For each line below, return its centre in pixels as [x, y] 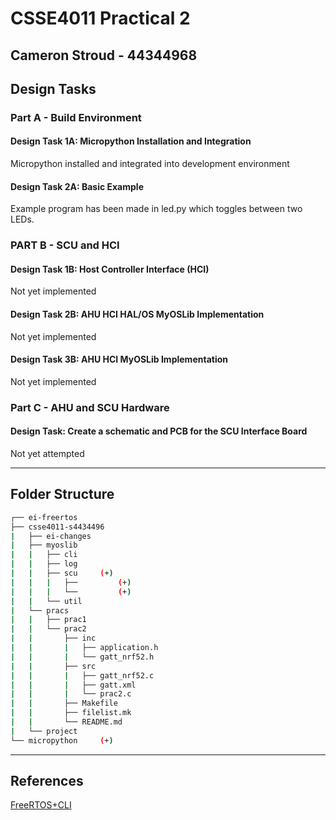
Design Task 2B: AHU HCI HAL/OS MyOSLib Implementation [137, 314]
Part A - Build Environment [76, 117]
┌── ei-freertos [44, 517]
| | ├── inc [53, 638]
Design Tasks [53, 88]
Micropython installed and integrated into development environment [150, 164]
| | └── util [46, 601]
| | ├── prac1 [48, 620]
